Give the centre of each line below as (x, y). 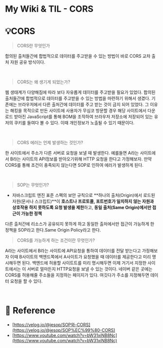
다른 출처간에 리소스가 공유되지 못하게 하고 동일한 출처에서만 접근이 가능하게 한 (80, 224)
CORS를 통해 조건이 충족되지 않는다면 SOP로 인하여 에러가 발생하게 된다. (74, 165)
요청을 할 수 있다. (26, 281)
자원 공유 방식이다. (27, 62)
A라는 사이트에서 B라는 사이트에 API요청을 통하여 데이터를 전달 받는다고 (73, 251)
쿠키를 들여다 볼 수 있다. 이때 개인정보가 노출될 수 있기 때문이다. (74, 123)
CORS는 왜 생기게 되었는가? (44, 82)
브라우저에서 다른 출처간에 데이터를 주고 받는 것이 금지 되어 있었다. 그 (83, 105)
